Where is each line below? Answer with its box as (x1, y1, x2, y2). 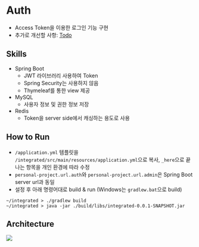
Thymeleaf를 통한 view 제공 (23, 87, 91, 94)
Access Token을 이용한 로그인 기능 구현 (14, 24, 108, 31)
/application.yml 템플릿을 (14, 148, 79, 155)
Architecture (6, 218, 55, 229)
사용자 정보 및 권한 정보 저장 (23, 101, 89, 108)
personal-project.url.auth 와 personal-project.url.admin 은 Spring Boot (14, 171, 193, 178)
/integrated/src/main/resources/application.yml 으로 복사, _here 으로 (14, 156, 185, 163)
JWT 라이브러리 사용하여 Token (23, 72, 98, 79)
